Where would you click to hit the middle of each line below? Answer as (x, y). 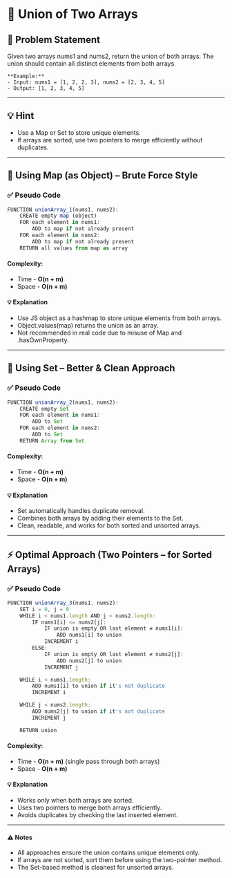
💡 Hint (21, 116)
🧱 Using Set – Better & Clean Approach (91, 368)
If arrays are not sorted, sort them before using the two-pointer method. (119, 860)
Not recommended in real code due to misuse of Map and (99, 333)
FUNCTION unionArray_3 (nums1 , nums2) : (63, 603)
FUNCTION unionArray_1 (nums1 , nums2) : (63, 209)
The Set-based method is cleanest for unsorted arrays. (95, 868)
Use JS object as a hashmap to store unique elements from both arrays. (119, 318)
